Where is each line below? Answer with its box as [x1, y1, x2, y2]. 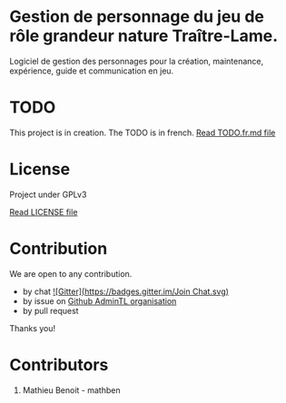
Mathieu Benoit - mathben [22, 384, 121, 396]
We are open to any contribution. [9, 268, 133, 279]
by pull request [22, 305, 79, 316]
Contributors [9, 354, 109, 375]
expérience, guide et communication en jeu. [9, 65, 174, 76]
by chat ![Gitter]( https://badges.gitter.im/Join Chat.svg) [22, 286, 230, 297]
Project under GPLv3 [9, 189, 87, 200]
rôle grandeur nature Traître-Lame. [9, 25, 279, 46]
